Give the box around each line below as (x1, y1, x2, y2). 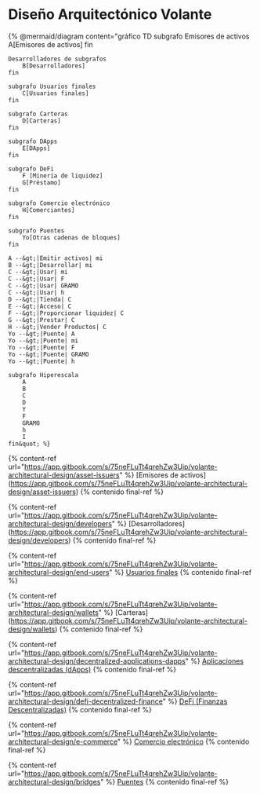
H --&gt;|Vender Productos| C (8, 323, 107, 331)
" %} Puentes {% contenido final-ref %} (100, 777, 229, 786)
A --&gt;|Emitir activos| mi (8, 254, 103, 262)
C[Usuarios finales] (22, 89, 89, 97)
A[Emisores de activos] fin (8, 39, 93, 49)
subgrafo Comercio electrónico (8, 199, 110, 207)
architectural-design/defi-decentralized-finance (8, 697, 163, 706)
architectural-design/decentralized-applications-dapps (8, 656, 186, 665)
